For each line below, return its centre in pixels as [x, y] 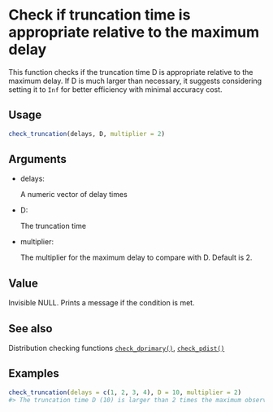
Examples [34, 373]
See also [30, 329]
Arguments [38, 159]
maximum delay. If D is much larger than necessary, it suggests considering [135, 81]
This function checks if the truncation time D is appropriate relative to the [131, 72]
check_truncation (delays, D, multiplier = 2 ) [87, 134]
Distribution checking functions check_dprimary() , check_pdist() [117, 348]
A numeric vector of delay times [74, 195]
